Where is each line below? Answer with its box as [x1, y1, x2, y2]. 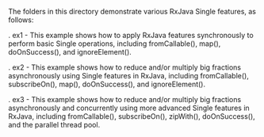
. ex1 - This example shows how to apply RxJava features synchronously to [8, 31, 254, 40]
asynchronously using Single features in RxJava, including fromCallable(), [8, 71, 250, 80]
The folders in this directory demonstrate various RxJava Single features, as [8, 7, 256, 16]
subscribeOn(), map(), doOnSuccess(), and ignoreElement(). [8, 79, 206, 89]
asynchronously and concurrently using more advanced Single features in [8, 103, 250, 112]
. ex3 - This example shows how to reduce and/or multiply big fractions [8, 95, 242, 104]
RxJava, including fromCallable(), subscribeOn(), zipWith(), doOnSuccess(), [8, 112, 255, 121]
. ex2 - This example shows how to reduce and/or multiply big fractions [8, 63, 242, 72]
